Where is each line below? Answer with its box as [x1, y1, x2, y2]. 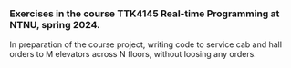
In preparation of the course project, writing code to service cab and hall [9, 39, 283, 50]
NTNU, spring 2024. [9, 18, 100, 31]
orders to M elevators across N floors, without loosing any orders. [9, 49, 257, 60]
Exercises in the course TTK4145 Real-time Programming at [9, 7, 280, 20]
